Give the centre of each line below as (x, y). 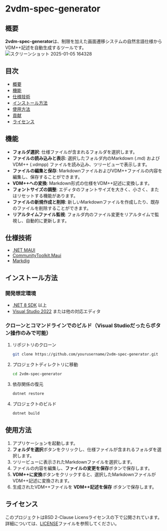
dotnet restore (28, 394)
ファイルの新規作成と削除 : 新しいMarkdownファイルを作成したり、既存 (86, 202)
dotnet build (26, 413)
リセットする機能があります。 (47, 195)
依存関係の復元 (28, 384)
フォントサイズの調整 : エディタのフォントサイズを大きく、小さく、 (81, 189)
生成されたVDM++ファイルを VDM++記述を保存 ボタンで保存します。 (84, 487)
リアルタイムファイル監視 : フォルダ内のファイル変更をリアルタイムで (83, 214)
